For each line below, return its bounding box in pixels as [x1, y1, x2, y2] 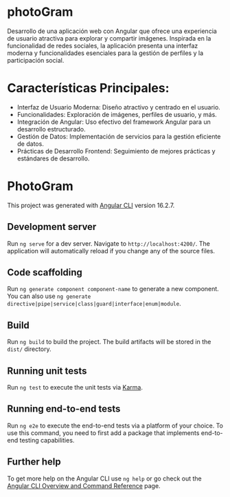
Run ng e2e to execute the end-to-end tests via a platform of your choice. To [7, 421, 224, 430]
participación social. [7, 56, 65, 64]
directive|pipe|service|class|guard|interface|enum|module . [7, 299, 181, 308]
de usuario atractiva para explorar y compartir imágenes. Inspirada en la [7, 34, 211, 42]
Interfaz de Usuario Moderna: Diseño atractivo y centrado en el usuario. [16, 103, 221, 111]
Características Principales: [7, 81, 170, 96]
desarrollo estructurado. [16, 125, 86, 133]
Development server [7, 221, 97, 233]
